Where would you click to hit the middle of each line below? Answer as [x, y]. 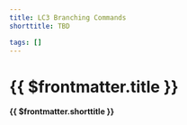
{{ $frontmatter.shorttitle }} [62, 112]
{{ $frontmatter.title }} [94, 87]
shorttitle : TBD [40, 26]
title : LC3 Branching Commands [68, 18]
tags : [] [26, 42]
